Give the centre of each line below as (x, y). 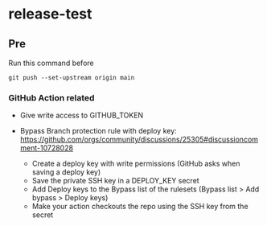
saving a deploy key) (66, 172)
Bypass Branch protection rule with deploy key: (98, 131)
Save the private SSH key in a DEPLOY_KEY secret (115, 181)
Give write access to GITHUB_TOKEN (82, 115)
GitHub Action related (51, 97)
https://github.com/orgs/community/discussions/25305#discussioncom (139, 140)
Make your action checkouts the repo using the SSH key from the (140, 207)
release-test (50, 14)
